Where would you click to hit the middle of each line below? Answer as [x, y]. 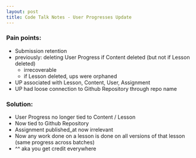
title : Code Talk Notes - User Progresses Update [69, 17]
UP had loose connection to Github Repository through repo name [96, 89]
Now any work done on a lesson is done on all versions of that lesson [100, 136]
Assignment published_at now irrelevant [64, 130]
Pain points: [24, 38]
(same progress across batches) [55, 143]
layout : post [22, 12]
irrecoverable [40, 69]
